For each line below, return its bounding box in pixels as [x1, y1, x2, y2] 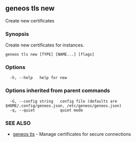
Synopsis [5, 30, 29, 37]
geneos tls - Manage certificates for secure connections [12, 131, 131, 137]
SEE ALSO [5, 120, 31, 127]
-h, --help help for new [10, 75, 67, 81]
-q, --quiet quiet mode [10, 107, 83, 113]
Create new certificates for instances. [5, 42, 85, 48]
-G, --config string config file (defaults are [10, 99, 117, 104]
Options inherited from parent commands [5, 87, 111, 94]
